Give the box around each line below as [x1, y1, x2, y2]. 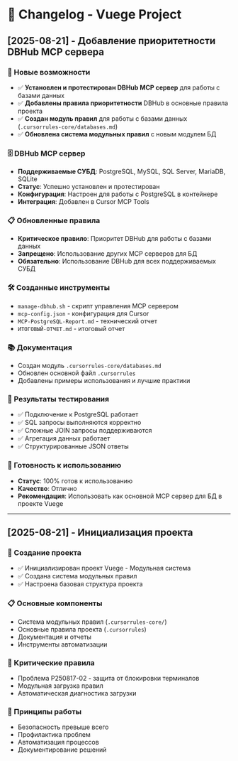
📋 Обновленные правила [7, 216, 101, 226]
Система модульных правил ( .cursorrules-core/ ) [17, 617, 168, 626]
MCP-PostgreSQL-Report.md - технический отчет [17, 316, 158, 325]
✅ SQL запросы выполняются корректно [17, 419, 142, 427]
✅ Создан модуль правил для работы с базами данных [17, 114, 188, 123]
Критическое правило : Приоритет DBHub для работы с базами [17, 234, 212, 243]
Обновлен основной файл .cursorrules [17, 369, 136, 377]
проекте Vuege [17, 499, 64, 507]
